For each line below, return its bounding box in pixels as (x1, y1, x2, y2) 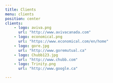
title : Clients (5, 7, 36, 12)
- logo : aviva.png (14, 25, 52, 30)
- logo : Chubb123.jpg (14, 52, 58, 58)
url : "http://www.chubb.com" (18, 57, 78, 62)
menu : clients (5, 12, 34, 17)
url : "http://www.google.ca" (18, 66, 78, 71)
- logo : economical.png (14, 35, 63, 40)
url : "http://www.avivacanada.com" (18, 30, 91, 35)
